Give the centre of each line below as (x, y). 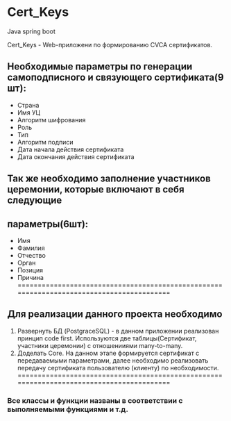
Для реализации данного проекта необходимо (115, 314)
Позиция (30, 270)
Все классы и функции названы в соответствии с (95, 400)
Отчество (32, 255)
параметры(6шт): (48, 224)
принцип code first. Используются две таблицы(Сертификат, (107, 338)
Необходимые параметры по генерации (100, 67)
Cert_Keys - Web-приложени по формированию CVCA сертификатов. (110, 44)
